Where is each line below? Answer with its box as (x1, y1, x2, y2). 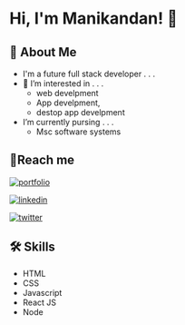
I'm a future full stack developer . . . (22, 68, 156, 79)
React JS (22, 297, 57, 308)
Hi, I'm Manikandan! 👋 (9, 8, 179, 29)
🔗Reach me (9, 153, 75, 168)
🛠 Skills (9, 240, 56, 255)
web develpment (35, 88, 99, 98)
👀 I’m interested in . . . (22, 78, 104, 89)
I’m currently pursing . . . (22, 117, 114, 127)
